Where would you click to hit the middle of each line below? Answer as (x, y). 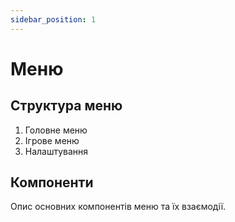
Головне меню (56, 130)
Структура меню (66, 106)
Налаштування (56, 151)
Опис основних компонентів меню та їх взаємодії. (118, 207)
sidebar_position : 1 (53, 19)
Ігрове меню (52, 140)
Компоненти (52, 182)
